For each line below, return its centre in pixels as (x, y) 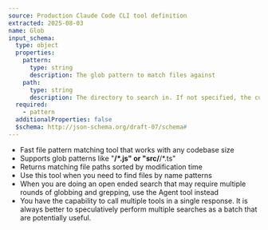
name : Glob (26, 30)
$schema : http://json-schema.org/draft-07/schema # (101, 127)
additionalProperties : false (64, 120)
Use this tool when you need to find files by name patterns (116, 175)
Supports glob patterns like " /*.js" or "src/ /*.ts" (98, 158)
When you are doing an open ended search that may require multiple (133, 184)
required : (32, 105)
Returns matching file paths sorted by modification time (111, 167)
